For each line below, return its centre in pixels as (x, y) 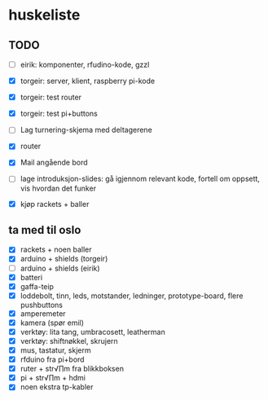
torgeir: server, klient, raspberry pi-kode (88, 81)
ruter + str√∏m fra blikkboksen (72, 369)
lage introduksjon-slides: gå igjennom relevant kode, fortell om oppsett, (140, 179)
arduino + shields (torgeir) (64, 259)
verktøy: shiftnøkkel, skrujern (69, 341)
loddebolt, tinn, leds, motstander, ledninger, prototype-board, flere (132, 296)
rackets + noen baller (56, 249)
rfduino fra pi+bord (52, 359)
